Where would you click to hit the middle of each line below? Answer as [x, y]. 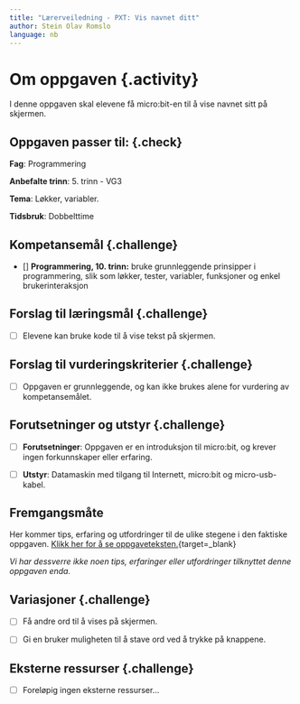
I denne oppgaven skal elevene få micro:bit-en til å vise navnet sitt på [139, 104]
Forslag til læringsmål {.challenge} [109, 314]
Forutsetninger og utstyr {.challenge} [117, 425]
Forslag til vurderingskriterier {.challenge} [131, 365]
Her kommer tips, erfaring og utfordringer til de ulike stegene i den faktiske [148, 534]
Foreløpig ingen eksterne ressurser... [91, 690]
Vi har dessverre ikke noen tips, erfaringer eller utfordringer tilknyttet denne [150, 561]
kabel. [34, 485]
